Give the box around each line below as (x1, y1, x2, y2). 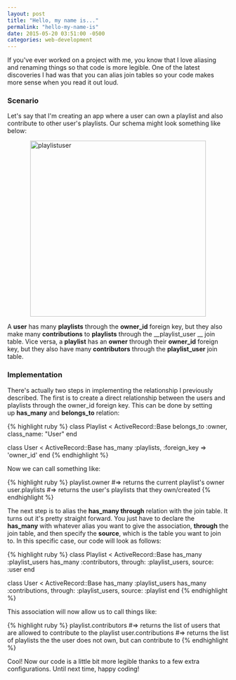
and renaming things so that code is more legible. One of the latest (7, 63, 200, 72)
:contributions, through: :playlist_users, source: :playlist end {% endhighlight (7, 586, 228, 595)
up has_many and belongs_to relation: (7, 408, 120, 417)
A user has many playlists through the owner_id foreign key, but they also (7, 322, 223, 331)
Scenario (7, 96, 39, 106)
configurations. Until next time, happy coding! (7, 665, 140, 673)
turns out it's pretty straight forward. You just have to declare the (7, 514, 195, 522)
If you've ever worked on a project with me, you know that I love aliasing (7, 56, 216, 64)
